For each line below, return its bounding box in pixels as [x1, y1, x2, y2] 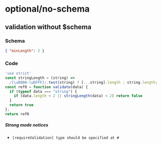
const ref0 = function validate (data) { [5, 84, 89, 90]
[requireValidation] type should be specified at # [12, 135, 119, 140]
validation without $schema [5, 23, 91, 31]
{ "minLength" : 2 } [5, 48, 45, 53]
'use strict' [5, 71, 32, 76]
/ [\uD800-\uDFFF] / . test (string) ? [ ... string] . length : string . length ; [9, 80, 158, 85]
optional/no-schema [5, 3, 90, 15]
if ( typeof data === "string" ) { [9, 89, 77, 94]
